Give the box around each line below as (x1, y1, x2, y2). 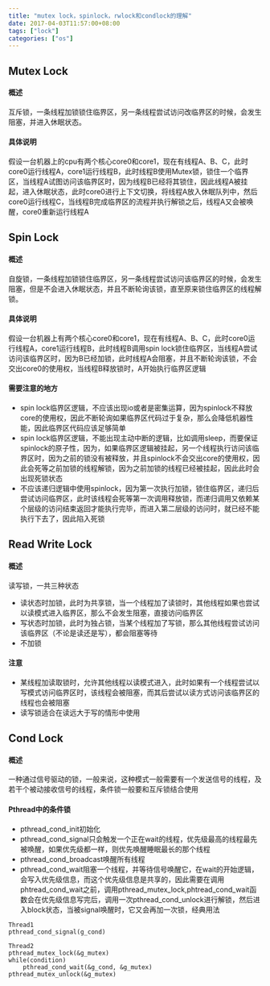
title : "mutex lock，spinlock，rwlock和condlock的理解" (8, 11, 192, 20)
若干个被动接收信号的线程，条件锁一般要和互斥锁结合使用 (8, 784, 198, 794)
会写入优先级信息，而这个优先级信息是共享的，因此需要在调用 (19, 874, 225, 884)
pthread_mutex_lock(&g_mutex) (8, 949, 110, 957)
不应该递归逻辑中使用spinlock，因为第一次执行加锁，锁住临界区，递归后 (19, 484, 260, 493)
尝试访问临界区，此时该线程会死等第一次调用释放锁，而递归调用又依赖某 (19, 493, 260, 504)
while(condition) (8, 956, 67, 964)
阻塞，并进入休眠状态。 (8, 117, 86, 127)
